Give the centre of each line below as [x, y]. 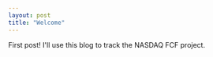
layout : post [30, 15]
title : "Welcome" [37, 23]
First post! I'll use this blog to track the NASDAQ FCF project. [107, 45]
